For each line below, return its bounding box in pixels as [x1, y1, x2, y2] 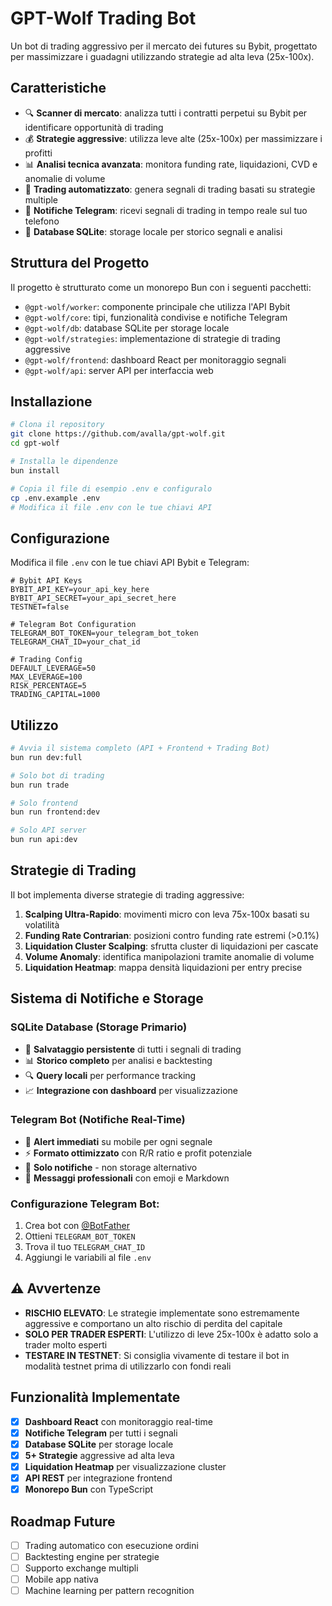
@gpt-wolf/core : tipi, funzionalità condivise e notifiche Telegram [24, 311, 288, 323]
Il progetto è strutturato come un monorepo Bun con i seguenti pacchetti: [10, 281, 312, 293]
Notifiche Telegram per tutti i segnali [24, 1427, 178, 1439]
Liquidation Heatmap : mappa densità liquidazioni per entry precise [24, 961, 303, 973]
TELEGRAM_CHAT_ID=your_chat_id [10, 637, 141, 647]
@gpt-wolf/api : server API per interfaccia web [24, 364, 214, 376]
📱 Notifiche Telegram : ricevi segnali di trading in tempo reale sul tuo [24, 204, 308, 216]
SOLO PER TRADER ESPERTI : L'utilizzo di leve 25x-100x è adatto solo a [24, 1328, 319, 1340]
